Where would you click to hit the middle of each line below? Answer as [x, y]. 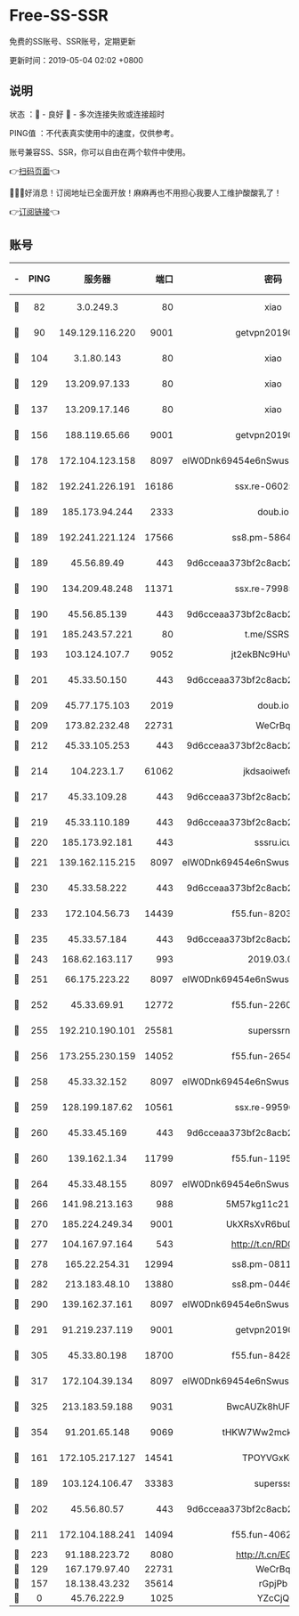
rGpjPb [273, 1583]
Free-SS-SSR [59, 16]
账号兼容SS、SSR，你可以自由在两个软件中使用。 [100, 151]
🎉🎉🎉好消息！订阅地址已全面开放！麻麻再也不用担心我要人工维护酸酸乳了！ [145, 192]
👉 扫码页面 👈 [35, 171]
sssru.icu [273, 842]
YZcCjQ [273, 1597]
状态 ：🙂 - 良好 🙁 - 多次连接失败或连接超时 [87, 114]
